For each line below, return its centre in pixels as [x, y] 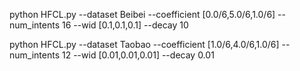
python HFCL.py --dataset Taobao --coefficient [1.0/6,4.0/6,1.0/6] [144, 44]
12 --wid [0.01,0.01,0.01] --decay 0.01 [138, 55]
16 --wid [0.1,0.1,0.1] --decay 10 [125, 25]
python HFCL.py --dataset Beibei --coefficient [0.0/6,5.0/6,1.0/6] [142, 14]
